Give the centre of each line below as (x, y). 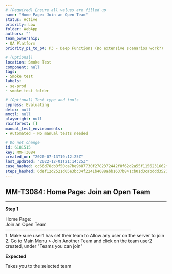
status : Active (21, 19)
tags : (11, 72)
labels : (14, 81)
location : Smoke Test (28, 62)
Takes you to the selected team (38, 266)
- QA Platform (20, 44)
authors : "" (18, 34)
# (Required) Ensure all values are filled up (56, 10)
